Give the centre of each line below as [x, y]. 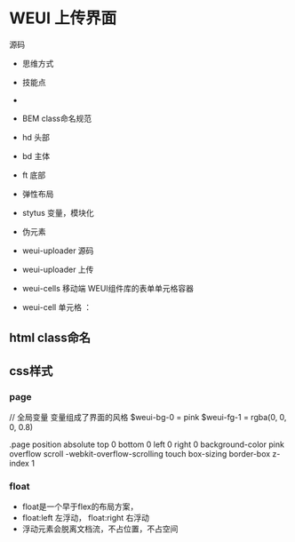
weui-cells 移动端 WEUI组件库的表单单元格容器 [108, 288]
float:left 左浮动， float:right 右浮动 [85, 518]
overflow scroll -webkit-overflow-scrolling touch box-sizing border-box [140, 454]
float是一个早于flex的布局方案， [80, 506]
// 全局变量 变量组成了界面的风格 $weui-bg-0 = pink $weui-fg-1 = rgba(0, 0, [148, 418]
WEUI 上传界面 [63, 18]
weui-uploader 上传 [58, 269]
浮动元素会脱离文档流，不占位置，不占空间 [100, 529]
